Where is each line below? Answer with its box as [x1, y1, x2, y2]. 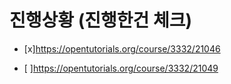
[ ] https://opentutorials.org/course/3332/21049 [23, 62, 219, 74]
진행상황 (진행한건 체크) [9, 9, 192, 32]
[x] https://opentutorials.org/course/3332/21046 [23, 42, 221, 55]
